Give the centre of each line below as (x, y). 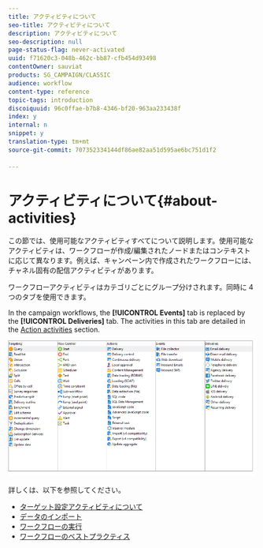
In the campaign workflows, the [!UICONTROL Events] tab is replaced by (127, 313)
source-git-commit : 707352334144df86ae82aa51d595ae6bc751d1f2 (112, 150)
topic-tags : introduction (50, 100)
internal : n (28, 125)
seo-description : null (45, 42)
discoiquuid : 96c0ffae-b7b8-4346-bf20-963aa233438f (94, 108)
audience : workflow (40, 83)
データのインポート (51, 516)
